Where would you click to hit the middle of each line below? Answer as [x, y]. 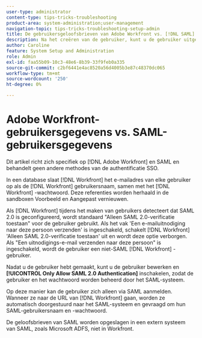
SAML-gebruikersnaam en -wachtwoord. [57, 310]
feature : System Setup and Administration [60, 51]
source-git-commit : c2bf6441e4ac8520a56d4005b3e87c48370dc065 [86, 68]
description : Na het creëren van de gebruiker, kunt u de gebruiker [94, 40]
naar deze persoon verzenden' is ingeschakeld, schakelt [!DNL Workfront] [98, 230]
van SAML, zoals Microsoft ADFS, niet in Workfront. [70, 328]
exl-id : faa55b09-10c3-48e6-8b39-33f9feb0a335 [66, 62]
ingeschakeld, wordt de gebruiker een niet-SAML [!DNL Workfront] [89, 249]
